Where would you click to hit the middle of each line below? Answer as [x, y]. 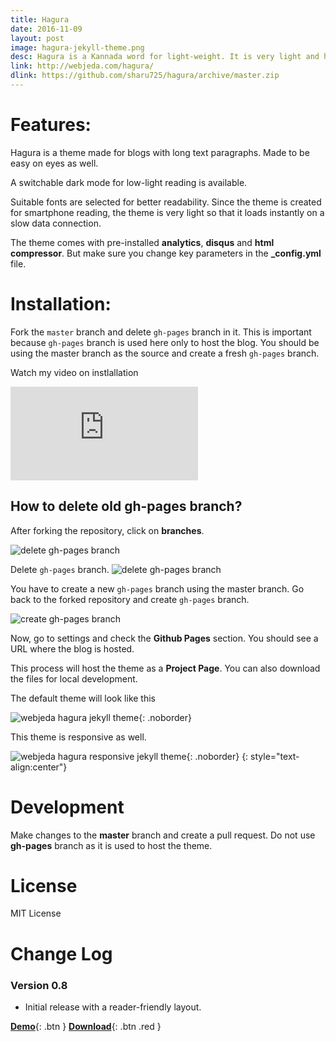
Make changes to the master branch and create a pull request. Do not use [163, 835]
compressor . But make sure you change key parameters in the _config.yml [166, 253]
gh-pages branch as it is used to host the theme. [111, 845]
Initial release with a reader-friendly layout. [113, 1007]
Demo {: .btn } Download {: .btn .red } [86, 1026]
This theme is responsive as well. [78, 737]
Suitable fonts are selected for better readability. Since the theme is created [166, 202]
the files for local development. [74, 678]
